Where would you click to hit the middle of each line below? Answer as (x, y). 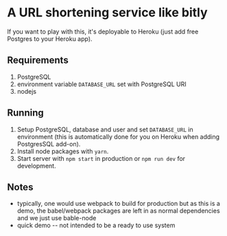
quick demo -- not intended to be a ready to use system (96, 225)
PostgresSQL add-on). (49, 144)
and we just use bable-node (57, 218)
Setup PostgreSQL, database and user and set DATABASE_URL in (105, 129)
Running (26, 113)
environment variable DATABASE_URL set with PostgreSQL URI (101, 84)
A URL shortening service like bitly (107, 13)
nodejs (26, 91)
